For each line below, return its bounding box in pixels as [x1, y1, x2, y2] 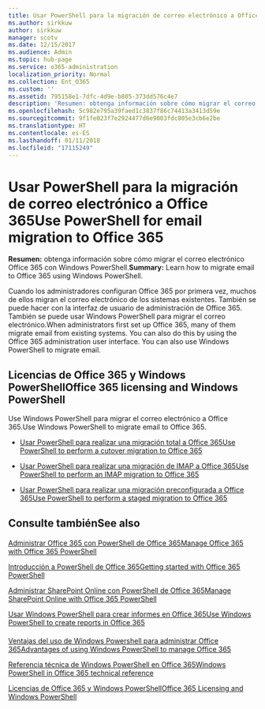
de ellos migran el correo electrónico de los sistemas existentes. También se [8, 295, 256, 304]
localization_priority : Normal [8, 70, 111, 78]
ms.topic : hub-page [8, 56, 73, 64]
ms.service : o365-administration [8, 63, 118, 71]
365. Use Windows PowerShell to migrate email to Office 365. [8, 422, 207, 432]
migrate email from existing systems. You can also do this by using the [8, 329, 237, 338]
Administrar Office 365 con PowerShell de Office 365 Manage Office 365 [8, 538, 244, 548]
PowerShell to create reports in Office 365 [8, 618, 145, 628]
